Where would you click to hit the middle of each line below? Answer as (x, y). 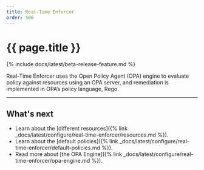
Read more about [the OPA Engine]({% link (69, 154)
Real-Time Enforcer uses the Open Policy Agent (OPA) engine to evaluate (98, 76)
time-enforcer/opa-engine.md (53, 161)
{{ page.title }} (44, 48)
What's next (30, 114)
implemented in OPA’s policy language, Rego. (63, 89)
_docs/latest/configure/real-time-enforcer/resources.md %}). (92, 135)
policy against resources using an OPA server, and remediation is (87, 83)
